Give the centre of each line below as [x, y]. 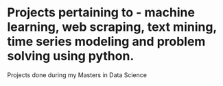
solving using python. [71, 56]
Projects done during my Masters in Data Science [77, 75]
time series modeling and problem [106, 42]
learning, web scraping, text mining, [112, 27]
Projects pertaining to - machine [101, 13]
